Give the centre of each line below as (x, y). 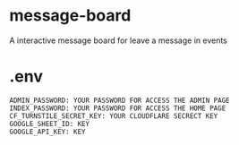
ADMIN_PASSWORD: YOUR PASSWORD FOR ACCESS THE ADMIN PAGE (119, 100)
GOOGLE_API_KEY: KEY (48, 132)
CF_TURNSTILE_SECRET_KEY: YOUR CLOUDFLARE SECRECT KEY (114, 116)
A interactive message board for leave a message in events (119, 40)
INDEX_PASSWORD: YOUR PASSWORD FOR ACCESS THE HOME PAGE (118, 108)
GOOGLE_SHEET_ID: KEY (50, 124)
